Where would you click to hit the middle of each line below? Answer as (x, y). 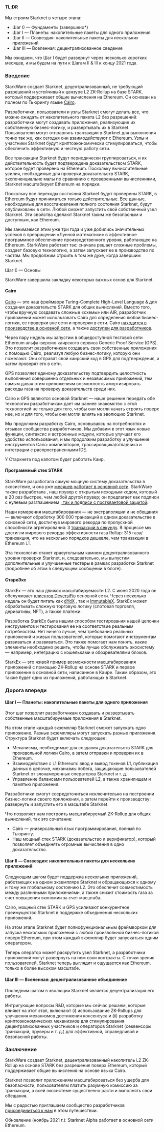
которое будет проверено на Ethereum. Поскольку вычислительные (76, 168)
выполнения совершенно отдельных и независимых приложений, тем (79, 378)
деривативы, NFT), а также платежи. (44, 612)
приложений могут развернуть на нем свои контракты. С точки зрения (80, 958)
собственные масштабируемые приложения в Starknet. (63, 718)
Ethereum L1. (18, 543)
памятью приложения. (36, 784)
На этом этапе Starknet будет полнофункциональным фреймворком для (81, 927)
